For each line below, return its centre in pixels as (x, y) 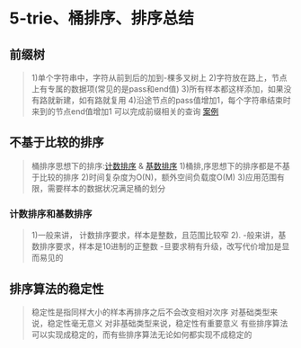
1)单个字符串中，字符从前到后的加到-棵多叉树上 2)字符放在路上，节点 (159, 78)
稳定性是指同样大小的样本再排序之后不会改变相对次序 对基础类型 (150, 312)
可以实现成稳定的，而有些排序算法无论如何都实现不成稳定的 (142, 335)
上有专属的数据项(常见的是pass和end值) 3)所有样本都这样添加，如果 (158, 89)
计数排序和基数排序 (51, 214)
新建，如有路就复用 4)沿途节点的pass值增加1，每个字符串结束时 (173, 100)
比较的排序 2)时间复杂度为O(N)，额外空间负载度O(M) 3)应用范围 (158, 177)
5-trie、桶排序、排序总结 (102, 18)
